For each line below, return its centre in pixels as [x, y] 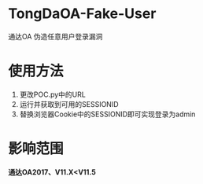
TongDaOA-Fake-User [82, 14]
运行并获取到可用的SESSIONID [69, 104]
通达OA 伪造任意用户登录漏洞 [55, 36]
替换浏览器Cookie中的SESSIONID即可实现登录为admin [107, 114]
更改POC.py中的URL [53, 94]
